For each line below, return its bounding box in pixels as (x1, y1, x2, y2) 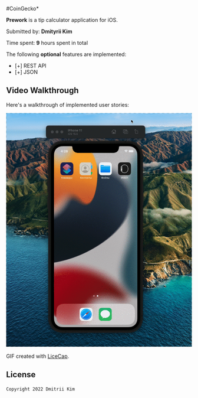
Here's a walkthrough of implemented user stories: (6, 101, 130, 108)
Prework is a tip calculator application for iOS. (6, 17, 118, 23)
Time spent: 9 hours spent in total (6, 40, 88, 46)
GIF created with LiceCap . (6, 353, 70, 360)
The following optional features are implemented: (6, 51, 127, 58)
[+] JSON (14, 68, 38, 76)
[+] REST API (14, 62, 47, 69)
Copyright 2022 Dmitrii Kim (6, 386, 75, 392)
